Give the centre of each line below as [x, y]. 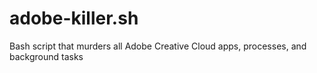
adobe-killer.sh [74, 18]
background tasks [46, 56]
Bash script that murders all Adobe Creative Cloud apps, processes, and [158, 46]
